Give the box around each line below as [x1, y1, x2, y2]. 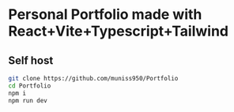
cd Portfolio [8, 81, 51, 90]
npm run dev [8, 96, 47, 104]
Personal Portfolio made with [8, 6, 202, 24]
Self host [8, 54, 54, 67]
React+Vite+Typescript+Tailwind [8, 22, 229, 40]
